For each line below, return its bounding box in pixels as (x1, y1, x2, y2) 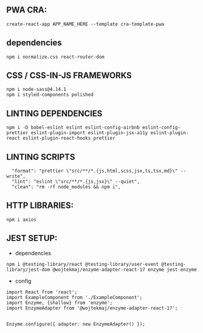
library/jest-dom (6, 267, 50, 273)
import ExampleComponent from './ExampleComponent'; (6, 294, 143, 301)
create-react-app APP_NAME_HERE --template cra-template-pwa (6, 21, 165, 27)
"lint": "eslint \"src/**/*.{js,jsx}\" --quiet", (12, 179, 140, 185)
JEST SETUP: (6, 233, 58, 243)
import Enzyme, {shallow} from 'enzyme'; (6, 299, 113, 306)
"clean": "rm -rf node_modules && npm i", (12, 184, 121, 190)
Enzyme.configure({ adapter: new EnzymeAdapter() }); (6, 321, 146, 327)
